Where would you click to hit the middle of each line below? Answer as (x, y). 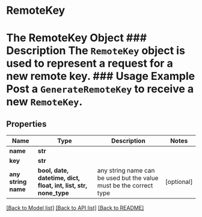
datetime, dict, (59, 178)
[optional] (179, 182)
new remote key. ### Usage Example (101, 76)
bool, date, (54, 171)
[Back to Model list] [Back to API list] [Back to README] (75, 208)
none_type (54, 193)
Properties (26, 124)
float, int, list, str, (63, 186)
